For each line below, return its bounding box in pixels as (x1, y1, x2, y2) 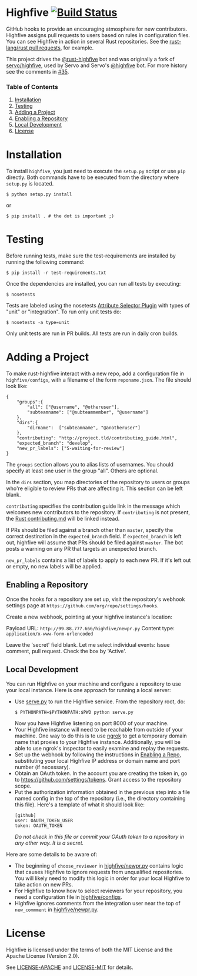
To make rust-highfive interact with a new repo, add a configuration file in (6, 370, 184, 377)
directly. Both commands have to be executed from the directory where (6, 174, 179, 181)
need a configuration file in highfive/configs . (14, 893, 122, 901)
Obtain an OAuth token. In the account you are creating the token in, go (14, 769, 188, 777)
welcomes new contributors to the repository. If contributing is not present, (6, 509, 190, 516)
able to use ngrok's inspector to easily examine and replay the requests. (14, 745, 189, 752)
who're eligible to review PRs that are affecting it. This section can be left (6, 485, 183, 492)
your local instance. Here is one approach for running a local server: (6, 686, 172, 693)
